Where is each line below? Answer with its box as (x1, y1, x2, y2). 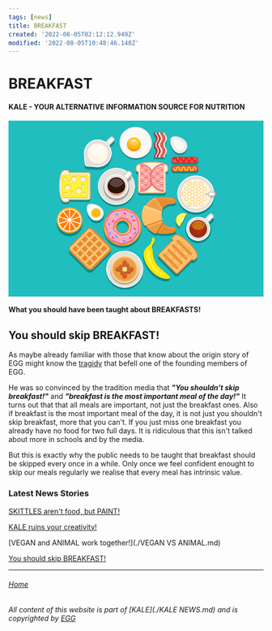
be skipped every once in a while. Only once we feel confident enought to (8, 459, 255, 469)
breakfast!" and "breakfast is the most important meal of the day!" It (8, 392, 247, 401)
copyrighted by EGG (8, 613, 76, 623)
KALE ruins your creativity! (8, 522, 97, 531)
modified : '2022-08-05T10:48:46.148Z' (8, 39, 139, 47)
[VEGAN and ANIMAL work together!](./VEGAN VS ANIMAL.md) (8, 538, 221, 547)
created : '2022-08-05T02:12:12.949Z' (8, 30, 136, 38)
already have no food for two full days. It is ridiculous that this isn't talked (8, 426, 253, 436)
